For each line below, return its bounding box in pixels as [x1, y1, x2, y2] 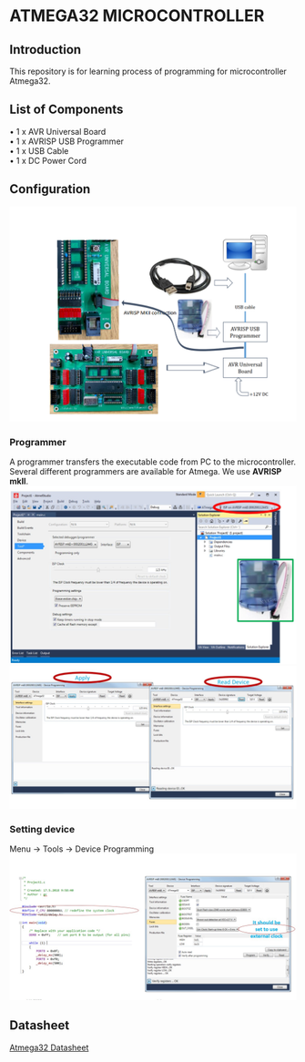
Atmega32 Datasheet [9, 1042, 89, 1053]
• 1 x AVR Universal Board [9, 126, 107, 137]
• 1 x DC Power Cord [9, 155, 87, 166]
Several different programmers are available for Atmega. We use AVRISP [9, 466, 282, 477]
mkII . [9, 475, 29, 487]
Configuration [9, 181, 91, 197]
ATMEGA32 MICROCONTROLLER [9, 5, 265, 26]
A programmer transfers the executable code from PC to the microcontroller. [9, 456, 297, 467]
